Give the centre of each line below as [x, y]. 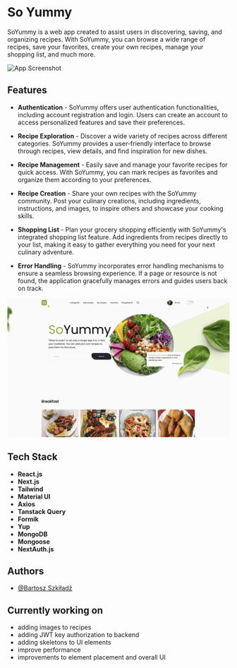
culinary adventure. [45, 252]
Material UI [34, 496]
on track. [30, 288]
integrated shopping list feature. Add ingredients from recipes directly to [122, 237]
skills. [26, 215]
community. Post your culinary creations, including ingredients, [109, 201]
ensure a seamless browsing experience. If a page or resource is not [117, 273]
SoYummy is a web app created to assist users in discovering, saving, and [115, 32]
